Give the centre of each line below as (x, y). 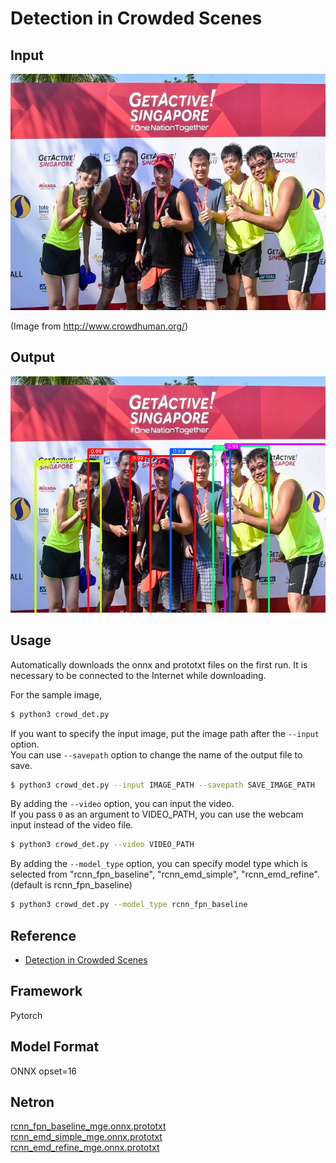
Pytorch (26, 1015)
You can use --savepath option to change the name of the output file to (156, 754)
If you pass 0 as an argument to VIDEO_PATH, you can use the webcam (157, 814)
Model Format (55, 1047)
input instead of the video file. (72, 825)
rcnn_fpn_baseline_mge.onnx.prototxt (88, 1126)
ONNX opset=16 (44, 1071)
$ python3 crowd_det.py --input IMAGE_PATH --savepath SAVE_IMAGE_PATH (162, 785)
